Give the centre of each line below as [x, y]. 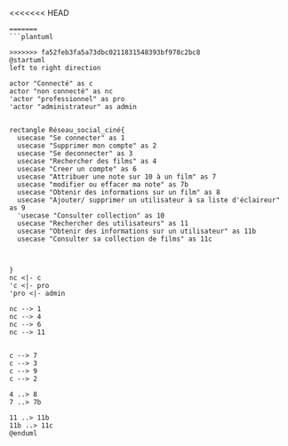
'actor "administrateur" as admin [73, 107]
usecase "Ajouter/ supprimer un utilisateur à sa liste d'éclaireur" [148, 200]
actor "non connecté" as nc [61, 92]
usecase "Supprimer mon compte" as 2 [87, 146]
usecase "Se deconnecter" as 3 [75, 154]
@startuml [28, 60]
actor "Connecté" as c [51, 84]
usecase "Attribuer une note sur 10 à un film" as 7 [117, 177]
